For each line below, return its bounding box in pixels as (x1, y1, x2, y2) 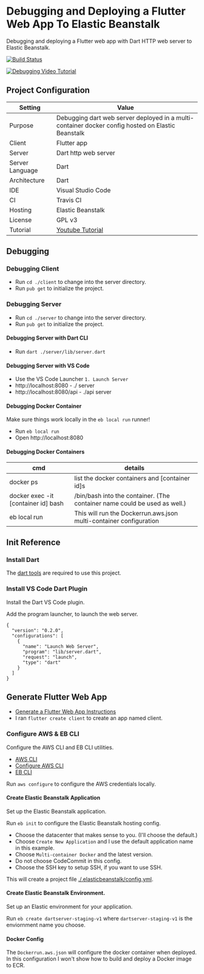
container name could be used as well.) (73, 499, 186, 507)
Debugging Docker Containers (6, 448, 85, 455)
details (124, 463, 144, 472)
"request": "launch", (22, 654, 78, 660)
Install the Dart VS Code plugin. (6, 599, 85, 606)
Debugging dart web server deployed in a (56, 113, 175, 122)
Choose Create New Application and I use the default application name (15, 837, 193, 845)
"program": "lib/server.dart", (22, 649, 102, 655)
